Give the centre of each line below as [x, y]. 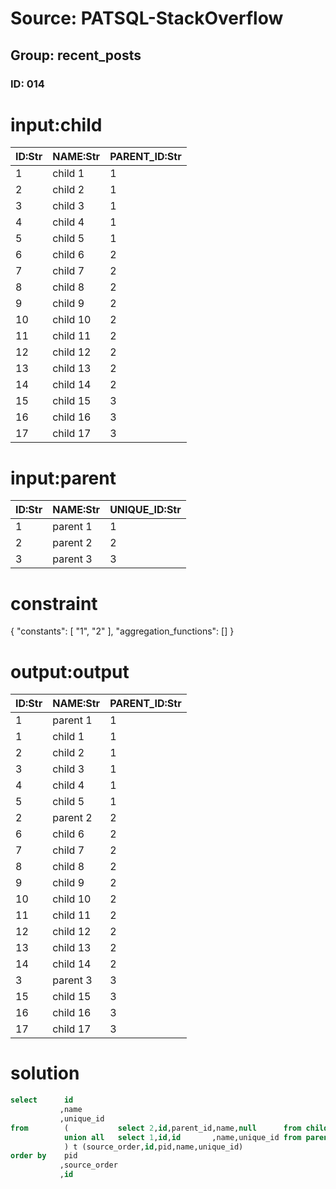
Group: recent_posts [76, 55]
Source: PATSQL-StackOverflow [147, 18]
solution [45, 1073]
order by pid [44, 1156]
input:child [56, 124]
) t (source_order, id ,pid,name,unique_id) [153, 1147]
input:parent [63, 478]
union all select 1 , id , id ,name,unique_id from [182, 1137]
